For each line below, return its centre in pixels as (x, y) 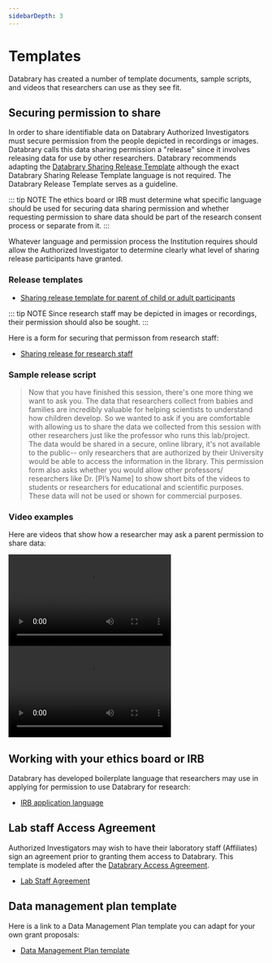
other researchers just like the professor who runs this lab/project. (139, 435)
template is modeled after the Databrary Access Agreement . (109, 865)
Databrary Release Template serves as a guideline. (93, 184)
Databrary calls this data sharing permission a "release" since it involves (129, 150)
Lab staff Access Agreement (82, 829)
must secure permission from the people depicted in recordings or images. (134, 141)
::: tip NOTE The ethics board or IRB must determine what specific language (135, 200)
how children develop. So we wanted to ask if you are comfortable (139, 418)
